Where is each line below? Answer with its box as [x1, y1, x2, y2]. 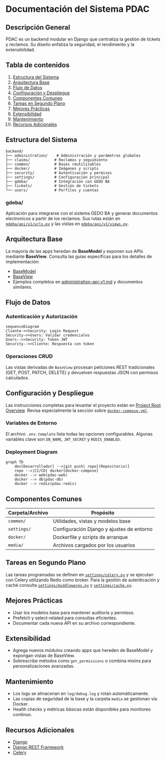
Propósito [91, 509, 115, 516]
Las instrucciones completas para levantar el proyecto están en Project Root [5, 402, 161, 408]
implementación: [5, 258, 40, 265]
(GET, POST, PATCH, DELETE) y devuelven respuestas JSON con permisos [5, 369, 159, 375]
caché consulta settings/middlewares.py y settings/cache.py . [5, 582, 133, 588]
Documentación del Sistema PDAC [5, 3, 150, 15]
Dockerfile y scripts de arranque [53, 533, 128, 540]
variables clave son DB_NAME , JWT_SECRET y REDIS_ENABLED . [5, 436, 122, 442]
